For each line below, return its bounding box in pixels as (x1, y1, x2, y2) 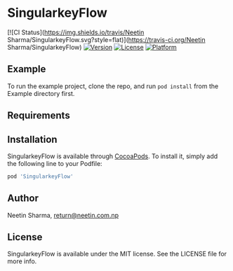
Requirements (7, 110, 70, 122)
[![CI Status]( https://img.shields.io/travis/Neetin (7, 28, 145, 36)
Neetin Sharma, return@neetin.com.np (7, 211, 119, 219)
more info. (7, 257, 37, 265)
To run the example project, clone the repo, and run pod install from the (7, 82, 219, 90)
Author (7, 193, 39, 204)
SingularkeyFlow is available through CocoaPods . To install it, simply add (7, 152, 218, 160)
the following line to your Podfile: (7, 159, 103, 167)
